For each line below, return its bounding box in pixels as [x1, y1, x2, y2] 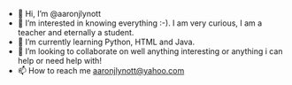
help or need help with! [17, 56, 102, 66]
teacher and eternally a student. [17, 27, 134, 37]
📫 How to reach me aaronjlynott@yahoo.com [17, 66, 185, 75]
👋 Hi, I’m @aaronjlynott [17, 9, 102, 19]
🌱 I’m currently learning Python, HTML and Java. [17, 36, 196, 47]
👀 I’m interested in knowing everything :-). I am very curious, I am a [17, 18, 263, 28]
